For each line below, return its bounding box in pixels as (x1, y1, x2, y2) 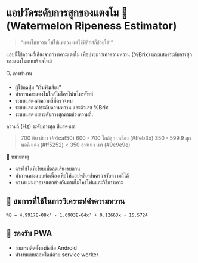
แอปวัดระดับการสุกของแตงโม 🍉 (6, 6, 128, 20)
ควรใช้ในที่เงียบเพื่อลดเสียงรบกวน (14, 165, 81, 172)
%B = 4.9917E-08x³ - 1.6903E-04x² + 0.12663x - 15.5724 (6, 212, 148, 218)
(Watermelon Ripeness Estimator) (6, 19, 177, 33)
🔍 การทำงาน (6, 69, 33, 77)
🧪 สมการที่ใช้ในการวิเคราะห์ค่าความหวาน (6, 196, 125, 206)
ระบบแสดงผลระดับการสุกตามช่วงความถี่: (14, 111, 94, 118)
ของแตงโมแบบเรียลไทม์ (6, 57, 52, 65)
